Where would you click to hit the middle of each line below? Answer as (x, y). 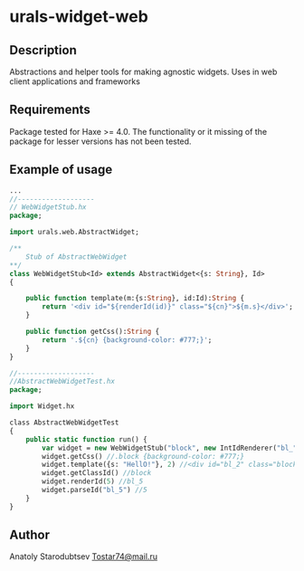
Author (29, 535)
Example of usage (61, 170)
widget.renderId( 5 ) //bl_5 (93, 481)
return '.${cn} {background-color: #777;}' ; (127, 340)
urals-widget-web (79, 17)
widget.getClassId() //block (97, 473)
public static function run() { (86, 439)
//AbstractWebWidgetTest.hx (62, 382)
